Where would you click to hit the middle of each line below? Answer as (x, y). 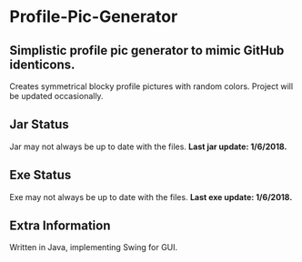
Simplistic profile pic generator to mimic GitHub (147, 50)
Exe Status (40, 175)
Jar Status (40, 125)
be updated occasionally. (56, 96)
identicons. (42, 64)
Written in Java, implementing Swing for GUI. (94, 247)
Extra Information (60, 226)
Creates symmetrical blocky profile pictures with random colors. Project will (151, 86)
